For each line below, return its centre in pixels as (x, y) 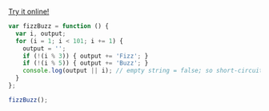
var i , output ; (41, 34)
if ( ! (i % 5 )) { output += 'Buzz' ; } (86, 63)
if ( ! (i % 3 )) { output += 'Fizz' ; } (86, 56)
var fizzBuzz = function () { (59, 26)
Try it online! (29, 12)
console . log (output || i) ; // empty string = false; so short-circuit (143, 71)
